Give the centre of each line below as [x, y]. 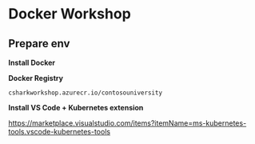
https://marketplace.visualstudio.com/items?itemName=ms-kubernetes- [127, 123]
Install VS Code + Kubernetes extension [76, 108]
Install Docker [32, 62]
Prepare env [39, 44]
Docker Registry [36, 78]
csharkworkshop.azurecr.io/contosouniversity [85, 93]
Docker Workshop [70, 14]
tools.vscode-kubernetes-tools [59, 132]
